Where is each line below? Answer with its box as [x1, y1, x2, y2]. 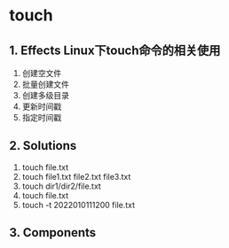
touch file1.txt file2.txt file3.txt [21, 171, 131, 182]
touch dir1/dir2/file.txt [21, 181, 102, 191]
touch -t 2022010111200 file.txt [21, 199, 136, 210]
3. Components [9, 225, 97, 240]
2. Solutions [9, 138, 77, 153]
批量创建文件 [21, 79, 69, 89]
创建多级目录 [21, 90, 69, 100]
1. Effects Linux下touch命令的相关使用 [9, 43, 221, 58]
